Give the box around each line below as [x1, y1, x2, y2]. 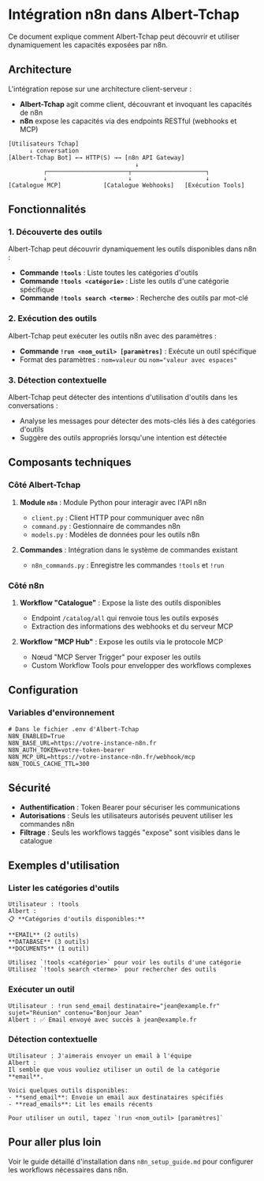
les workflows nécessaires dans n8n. [8, 1164, 128, 1175]
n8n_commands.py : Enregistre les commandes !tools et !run [31, 560, 225, 570]
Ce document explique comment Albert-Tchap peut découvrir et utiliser [8, 32, 240, 41]
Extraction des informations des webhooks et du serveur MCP [31, 622, 234, 632]
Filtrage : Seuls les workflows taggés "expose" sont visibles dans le [19, 828, 240, 837]
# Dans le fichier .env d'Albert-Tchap [8, 725, 139, 733]
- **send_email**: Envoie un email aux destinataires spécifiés [8, 1093, 224, 1101]
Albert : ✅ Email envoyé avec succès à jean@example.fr [8, 1016, 197, 1024]
